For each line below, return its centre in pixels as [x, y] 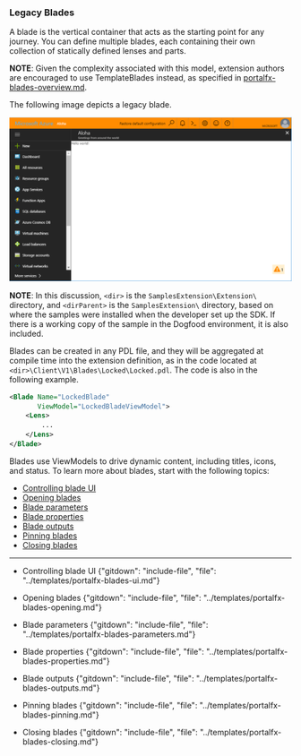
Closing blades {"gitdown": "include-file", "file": [110, 732]
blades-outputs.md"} [61, 688]
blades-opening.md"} [62, 607]
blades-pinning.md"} [61, 715]
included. [26, 333]
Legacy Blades [42, 13]
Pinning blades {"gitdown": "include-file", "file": [110, 705]
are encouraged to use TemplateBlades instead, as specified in [125, 78]
